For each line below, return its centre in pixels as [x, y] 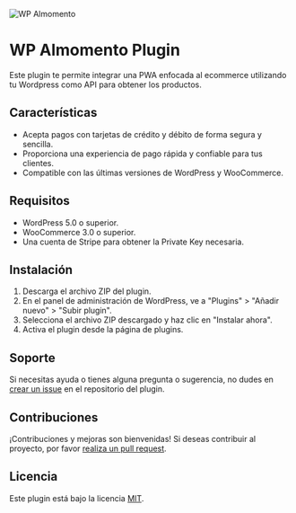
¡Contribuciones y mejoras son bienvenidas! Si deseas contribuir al [133, 439]
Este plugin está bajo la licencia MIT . [77, 498]
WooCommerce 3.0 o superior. [79, 232]
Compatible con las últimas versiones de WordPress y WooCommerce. [153, 172]
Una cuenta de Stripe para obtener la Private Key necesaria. [133, 242]
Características [53, 113]
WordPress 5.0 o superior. [70, 222]
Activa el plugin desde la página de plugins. [103, 330]
